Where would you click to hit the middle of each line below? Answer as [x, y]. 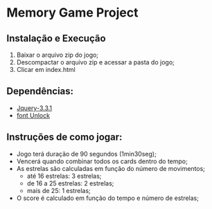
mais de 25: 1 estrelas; [59, 190]
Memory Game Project [72, 13]
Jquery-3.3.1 [34, 108]
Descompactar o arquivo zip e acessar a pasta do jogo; [95, 62]
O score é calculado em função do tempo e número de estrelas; [107, 198]
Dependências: [40, 91]
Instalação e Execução [56, 38]
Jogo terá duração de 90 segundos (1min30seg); [86, 154]
